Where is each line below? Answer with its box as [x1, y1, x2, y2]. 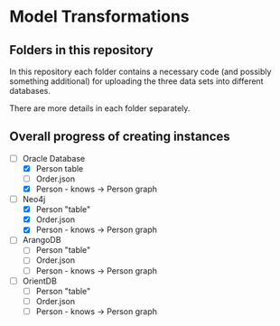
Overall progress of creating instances [9, 129, 230, 144]
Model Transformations [9, 6, 190, 27]
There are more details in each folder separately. [9, 103, 191, 114]
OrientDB [22, 275, 57, 286]
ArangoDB [22, 235, 61, 246]
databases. [9, 86, 51, 96]
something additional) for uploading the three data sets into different [9, 76, 264, 87]
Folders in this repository [9, 42, 154, 58]
